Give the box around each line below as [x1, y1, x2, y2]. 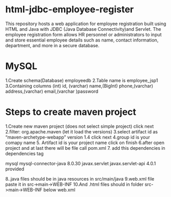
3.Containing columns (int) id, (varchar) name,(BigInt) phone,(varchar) [5, 83, 154, 89]
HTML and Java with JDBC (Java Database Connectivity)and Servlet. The [5, 26, 161, 32]
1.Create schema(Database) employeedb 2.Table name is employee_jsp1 [5, 77, 158, 83]
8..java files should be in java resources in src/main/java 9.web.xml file [5, 175, 155, 182]
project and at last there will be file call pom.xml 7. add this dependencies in [5, 145, 165, 151]
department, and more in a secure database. [5, 42, 100, 48]
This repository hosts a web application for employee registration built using [5, 21, 166, 27]
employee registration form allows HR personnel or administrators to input [5, 31, 162, 37]
